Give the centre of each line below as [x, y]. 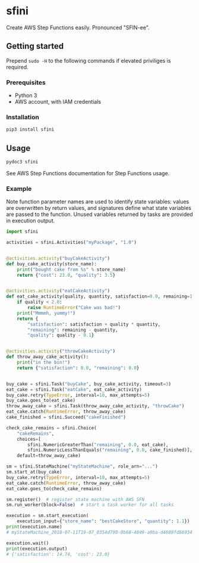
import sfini [22, 232]
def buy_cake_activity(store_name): [51, 264]
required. [17, 67]
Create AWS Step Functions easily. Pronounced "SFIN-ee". [78, 27]
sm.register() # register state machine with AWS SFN [75, 499]
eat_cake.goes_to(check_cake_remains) [54, 488]
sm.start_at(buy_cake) [34, 472]
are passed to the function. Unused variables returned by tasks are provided [99, 214]
